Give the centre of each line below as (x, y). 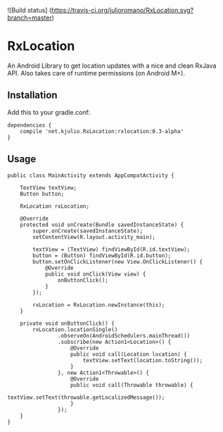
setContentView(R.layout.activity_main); (94, 237)
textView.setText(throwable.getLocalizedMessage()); (86, 397)
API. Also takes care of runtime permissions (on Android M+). (96, 73)
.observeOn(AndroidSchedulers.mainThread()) (124, 335)
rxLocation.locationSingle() (75, 329)
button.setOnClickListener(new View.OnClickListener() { (117, 261)
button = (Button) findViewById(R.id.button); (102, 255)
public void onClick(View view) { (95, 274)
